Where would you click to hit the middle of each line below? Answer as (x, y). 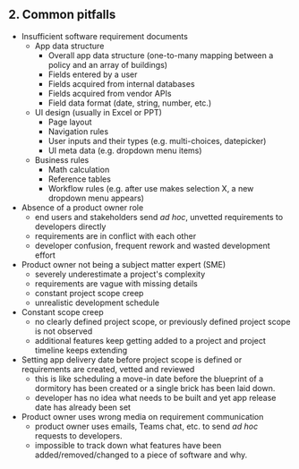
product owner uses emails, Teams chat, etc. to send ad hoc (146, 426)
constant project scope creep (89, 293)
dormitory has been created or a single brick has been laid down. (155, 388)
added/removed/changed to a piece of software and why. (141, 455)
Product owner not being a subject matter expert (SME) (123, 264)
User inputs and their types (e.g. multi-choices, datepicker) (157, 141)
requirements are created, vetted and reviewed (108, 369)
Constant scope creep (62, 311)
